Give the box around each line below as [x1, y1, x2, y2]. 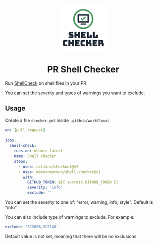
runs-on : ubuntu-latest [14, 148, 63, 154]
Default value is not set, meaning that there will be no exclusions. [5, 233, 138, 239]
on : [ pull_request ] [5, 127, 46, 132]
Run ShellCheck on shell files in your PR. [5, 80, 88, 86]
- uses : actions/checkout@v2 [18, 164, 79, 169]
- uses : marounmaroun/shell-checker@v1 [18, 169, 101, 175]
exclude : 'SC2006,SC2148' [5, 225, 58, 230]
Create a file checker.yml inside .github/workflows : [5, 117, 109, 123]
